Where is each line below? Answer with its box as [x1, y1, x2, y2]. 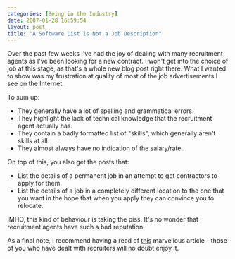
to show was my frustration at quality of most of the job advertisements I [7, 72, 218, 80]
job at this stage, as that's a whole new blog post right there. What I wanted [7, 64, 227, 73]
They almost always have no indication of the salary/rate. [17, 144, 183, 152]
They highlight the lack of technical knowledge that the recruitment [17, 114, 212, 123]
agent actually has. [17, 121, 72, 131]
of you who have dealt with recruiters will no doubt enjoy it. [7, 244, 179, 253]
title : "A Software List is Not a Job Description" [7, 30, 162, 37]
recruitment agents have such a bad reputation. [7, 223, 146, 231]
